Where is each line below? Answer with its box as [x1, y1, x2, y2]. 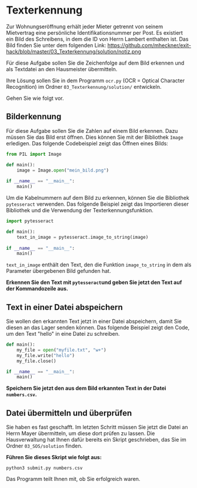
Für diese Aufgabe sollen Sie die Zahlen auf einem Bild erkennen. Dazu [6, 127, 178, 134]
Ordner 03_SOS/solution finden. [6, 442, 83, 450]
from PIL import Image [6, 151, 62, 157]
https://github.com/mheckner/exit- [107, 42, 191, 49]
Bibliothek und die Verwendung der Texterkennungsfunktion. [6, 207, 154, 213]
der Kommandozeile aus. [6, 285, 69, 292]
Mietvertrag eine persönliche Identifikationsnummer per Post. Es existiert [6, 29, 183, 36]
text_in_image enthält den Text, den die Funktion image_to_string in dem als [6, 261, 192, 268]
